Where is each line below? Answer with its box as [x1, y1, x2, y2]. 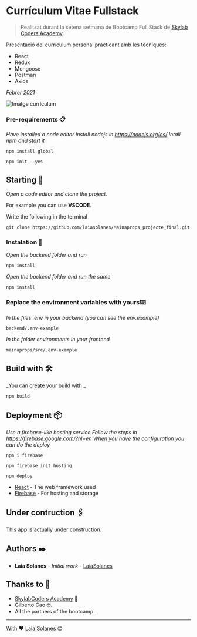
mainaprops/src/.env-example [6, 347, 77, 353]
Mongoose [14, 65, 41, 72]
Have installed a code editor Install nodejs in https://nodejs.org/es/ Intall [6, 131, 181, 138]
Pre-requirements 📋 [6, 115, 66, 123]
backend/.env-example [6, 325, 59, 331]
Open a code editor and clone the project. [6, 190, 107, 197]
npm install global [6, 149, 54, 155]
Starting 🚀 [6, 175, 44, 185]
